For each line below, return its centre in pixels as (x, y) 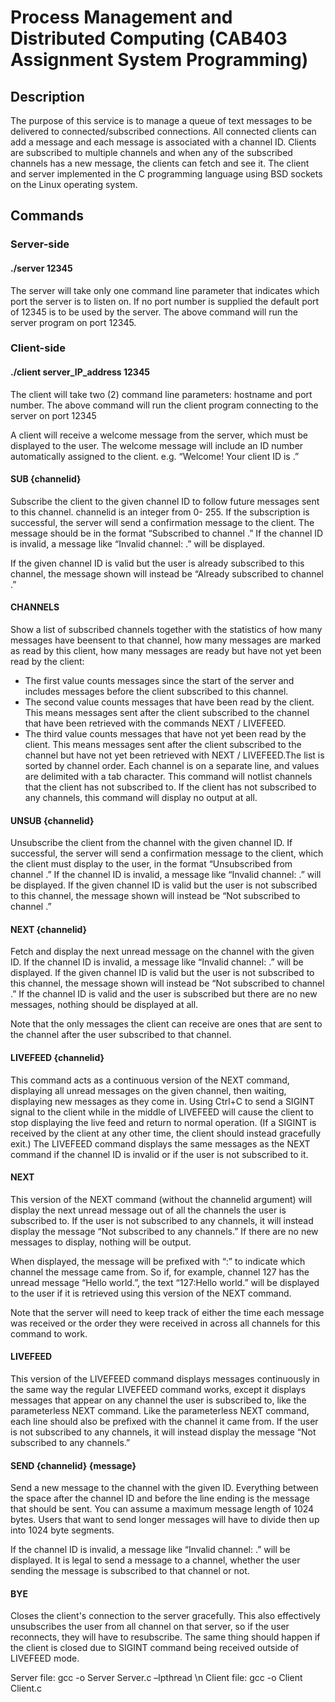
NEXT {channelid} (49, 929)
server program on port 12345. (73, 322)
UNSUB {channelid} (52, 820)
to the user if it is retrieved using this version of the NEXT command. (151, 1293)
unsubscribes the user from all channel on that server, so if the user (150, 1627)
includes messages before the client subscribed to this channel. (156, 692)
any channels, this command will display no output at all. (141, 798)
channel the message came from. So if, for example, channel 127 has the (160, 1272)
